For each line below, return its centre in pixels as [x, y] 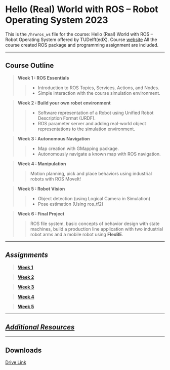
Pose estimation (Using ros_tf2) [71, 204]
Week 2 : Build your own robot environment [64, 103]
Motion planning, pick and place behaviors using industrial [91, 173]
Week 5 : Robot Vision [41, 189]
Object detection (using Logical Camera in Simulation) [94, 198]
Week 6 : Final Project [41, 213]
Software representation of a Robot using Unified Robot [96, 113]
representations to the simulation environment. [87, 129]
